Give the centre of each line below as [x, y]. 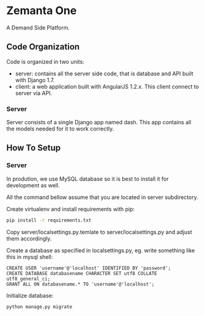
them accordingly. [29, 238]
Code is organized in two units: [45, 61]
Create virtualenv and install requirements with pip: [71, 209]
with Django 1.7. [35, 80]
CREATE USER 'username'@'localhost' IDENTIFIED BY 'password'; [89, 268]
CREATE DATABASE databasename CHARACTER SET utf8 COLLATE [82, 273]
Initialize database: [30, 295]
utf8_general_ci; [28, 279]
